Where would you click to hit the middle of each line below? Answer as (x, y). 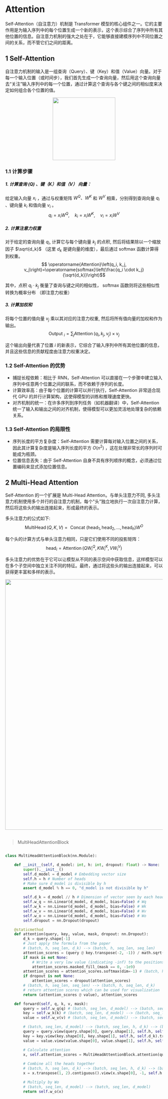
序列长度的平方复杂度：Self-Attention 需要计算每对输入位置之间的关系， (86, 441)
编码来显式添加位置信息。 (43, 467)
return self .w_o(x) (43, 1091)
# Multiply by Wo (41, 1082)
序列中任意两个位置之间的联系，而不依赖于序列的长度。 (69, 384)
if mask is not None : (46, 957)
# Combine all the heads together (59, 1064)
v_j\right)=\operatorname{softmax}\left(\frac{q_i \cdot (80, 270)
